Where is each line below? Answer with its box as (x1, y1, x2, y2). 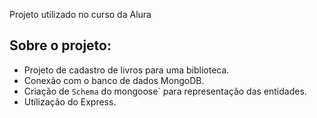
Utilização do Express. (23, 95, 117, 108)
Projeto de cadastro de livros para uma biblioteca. (23, 64, 230, 76)
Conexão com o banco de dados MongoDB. (23, 74, 205, 86)
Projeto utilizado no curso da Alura (9, 9, 152, 20)
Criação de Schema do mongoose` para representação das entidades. (23, 85, 307, 97)
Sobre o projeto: (9, 37, 112, 54)
